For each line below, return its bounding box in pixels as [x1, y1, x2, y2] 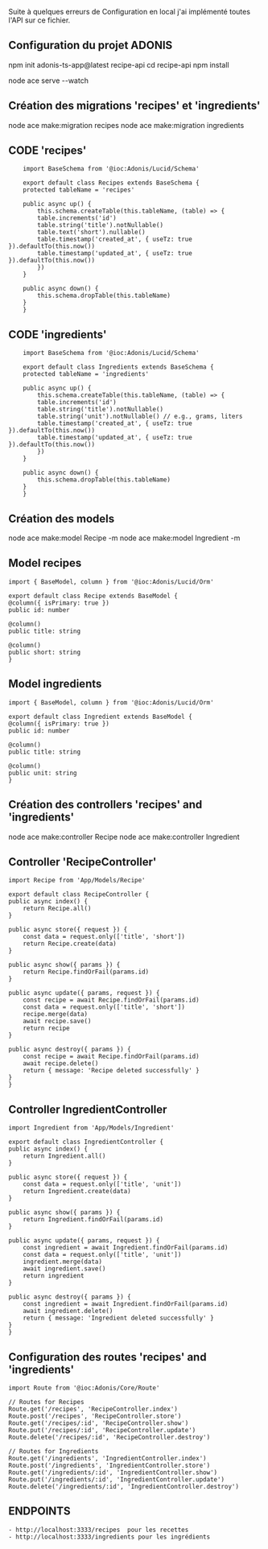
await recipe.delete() [23, 1060, 99, 1068]
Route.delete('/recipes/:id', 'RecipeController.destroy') [8, 1433, 211, 1441]
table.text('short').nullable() [37, 229, 146, 237]
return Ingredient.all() [23, 1152, 106, 1160]
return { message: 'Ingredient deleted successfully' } [23, 1314, 215, 1323]
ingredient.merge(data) [23, 1258, 103, 1266]
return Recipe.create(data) [23, 940, 117, 948]
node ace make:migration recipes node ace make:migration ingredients [8, 120, 245, 130]
